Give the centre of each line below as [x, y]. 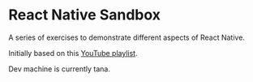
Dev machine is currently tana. [60, 69]
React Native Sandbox [84, 15]
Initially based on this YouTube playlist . [73, 53]
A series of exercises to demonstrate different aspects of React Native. [127, 37]
